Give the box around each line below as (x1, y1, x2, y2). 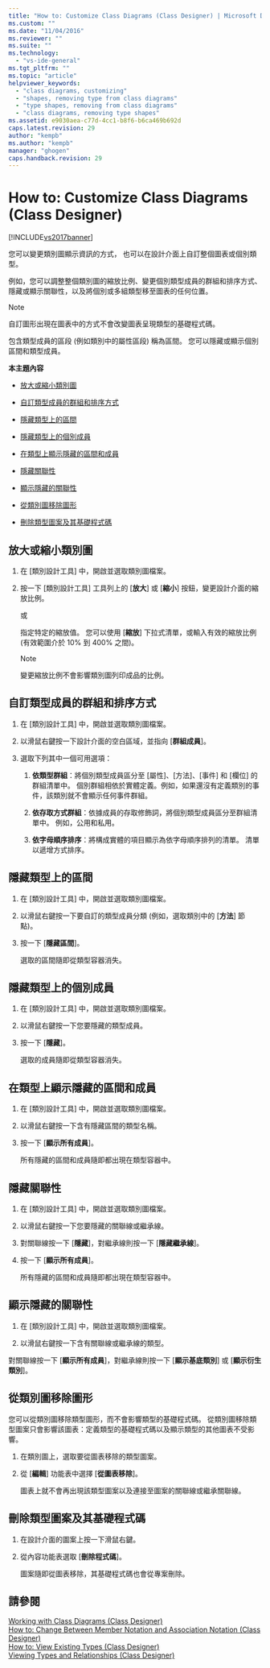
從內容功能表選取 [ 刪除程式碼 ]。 (19, 1551, 126, 1561)
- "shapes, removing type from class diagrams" (15, 94, 178, 102)
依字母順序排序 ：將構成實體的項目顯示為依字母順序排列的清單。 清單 (31, 834, 260, 844)
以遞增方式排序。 (31, 845, 89, 855)
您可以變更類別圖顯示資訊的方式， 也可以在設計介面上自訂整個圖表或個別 (8, 249, 250, 259)
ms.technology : (8, 49, 59, 57)
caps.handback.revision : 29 (8, 154, 103, 162)
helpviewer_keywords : (8, 79, 81, 87)
